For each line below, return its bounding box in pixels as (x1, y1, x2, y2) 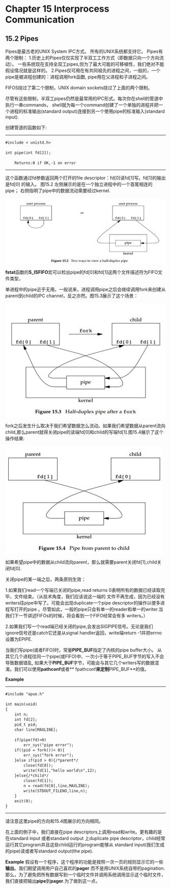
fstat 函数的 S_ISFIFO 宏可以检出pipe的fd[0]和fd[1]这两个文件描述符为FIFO (5, 269, 158, 275)
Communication (5, 14, 75, 25)
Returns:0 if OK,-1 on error (14, 161, 76, 166)
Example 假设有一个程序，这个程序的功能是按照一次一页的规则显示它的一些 (5, 858, 164, 865)
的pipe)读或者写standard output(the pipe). (5, 848, 94, 854)
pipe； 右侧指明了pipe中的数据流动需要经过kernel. (5, 188, 111, 194)
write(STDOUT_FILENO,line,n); (23, 788, 88, 793)
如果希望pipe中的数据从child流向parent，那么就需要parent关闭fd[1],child (5, 559, 157, 565)
